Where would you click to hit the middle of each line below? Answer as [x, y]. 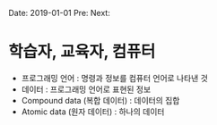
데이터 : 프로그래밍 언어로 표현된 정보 [86, 89]
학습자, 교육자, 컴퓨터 [82, 52]
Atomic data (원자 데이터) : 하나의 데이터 [93, 112]
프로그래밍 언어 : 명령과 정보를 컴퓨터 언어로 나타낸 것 [114, 78]
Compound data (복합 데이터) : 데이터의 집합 [100, 100]
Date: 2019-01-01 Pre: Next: [60, 13]
